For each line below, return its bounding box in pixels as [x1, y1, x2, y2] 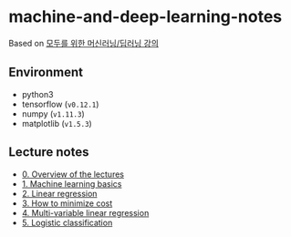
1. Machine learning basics [21, 178, 122, 189]
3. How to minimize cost [21, 198, 113, 209]
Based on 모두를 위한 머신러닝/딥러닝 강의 [8, 37, 159, 48]
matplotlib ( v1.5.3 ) [21, 118, 92, 129]
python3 [21, 88, 54, 99]
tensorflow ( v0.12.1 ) [21, 98, 99, 109]
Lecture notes [8, 144, 89, 160]
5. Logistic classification [21, 217, 113, 228]
